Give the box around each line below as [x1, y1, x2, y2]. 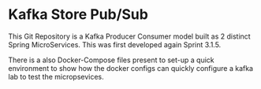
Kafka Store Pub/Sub [8, 6, 148, 24]
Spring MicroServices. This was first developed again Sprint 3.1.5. [8, 39, 222, 49]
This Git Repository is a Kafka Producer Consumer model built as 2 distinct [8, 32, 251, 41]
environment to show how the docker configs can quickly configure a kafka [8, 63, 254, 72]
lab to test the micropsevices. [8, 72, 104, 81]
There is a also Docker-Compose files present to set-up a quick [8, 55, 214, 65]
